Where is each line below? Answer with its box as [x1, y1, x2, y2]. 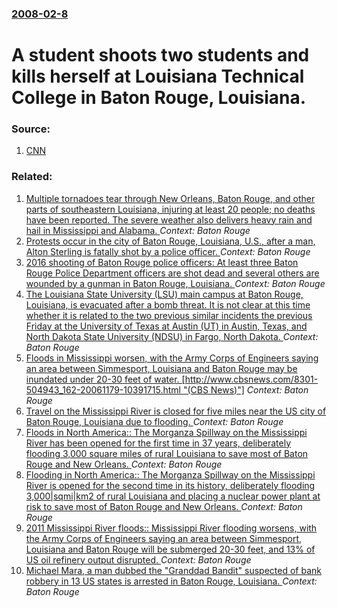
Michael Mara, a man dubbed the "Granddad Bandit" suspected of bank [25, 564, 322, 576]
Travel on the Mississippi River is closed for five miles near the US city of [25, 405, 327, 417]
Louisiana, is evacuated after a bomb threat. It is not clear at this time [25, 298, 311, 311]
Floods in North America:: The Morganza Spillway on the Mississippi [25, 426, 308, 438]
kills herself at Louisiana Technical [11, 65, 305, 88]
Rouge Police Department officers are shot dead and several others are [25, 267, 320, 279]
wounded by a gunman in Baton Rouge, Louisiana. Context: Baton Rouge [25, 277, 326, 289]
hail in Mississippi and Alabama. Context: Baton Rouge [25, 224, 251, 236]
